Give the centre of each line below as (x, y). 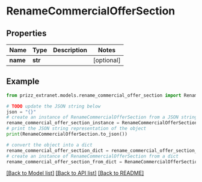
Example (23, 81)
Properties (26, 33)
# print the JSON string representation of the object (76, 129)
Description (70, 50)
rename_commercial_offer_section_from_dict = (64, 162)
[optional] (107, 60)
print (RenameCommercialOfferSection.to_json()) (67, 134)
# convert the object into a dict (50, 145)
